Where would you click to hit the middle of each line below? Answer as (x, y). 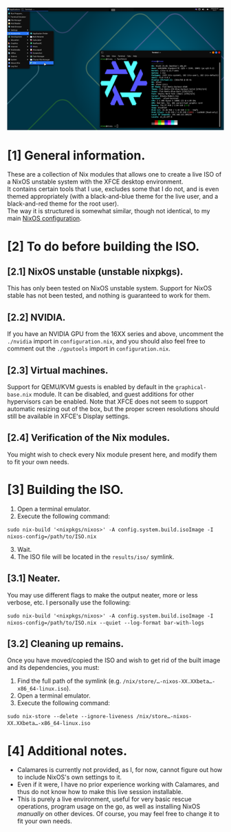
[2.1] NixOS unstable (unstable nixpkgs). (95, 272)
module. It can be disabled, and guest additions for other (114, 395)
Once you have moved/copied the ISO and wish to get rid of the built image (114, 660)
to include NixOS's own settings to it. (69, 777)
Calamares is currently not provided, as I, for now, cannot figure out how (120, 770)
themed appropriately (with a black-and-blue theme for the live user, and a (113, 197)
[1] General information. (76, 155)
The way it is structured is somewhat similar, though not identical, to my (109, 211)
